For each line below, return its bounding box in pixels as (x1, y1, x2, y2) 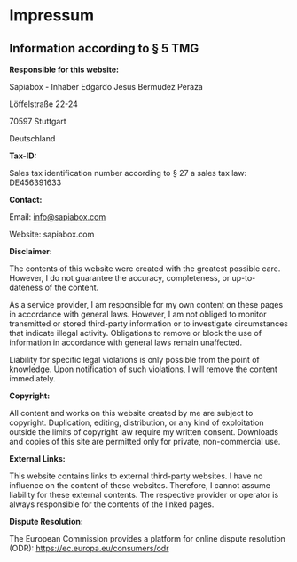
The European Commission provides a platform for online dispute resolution (9, 534, 285, 543)
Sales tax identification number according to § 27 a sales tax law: (9, 168, 246, 178)
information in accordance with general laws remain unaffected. (9, 337, 243, 348)
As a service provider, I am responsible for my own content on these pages (9, 300, 284, 309)
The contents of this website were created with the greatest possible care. (9, 263, 281, 274)
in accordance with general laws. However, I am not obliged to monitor (9, 309, 267, 319)
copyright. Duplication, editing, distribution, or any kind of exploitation (9, 417, 264, 428)
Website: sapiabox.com (9, 229, 95, 239)
